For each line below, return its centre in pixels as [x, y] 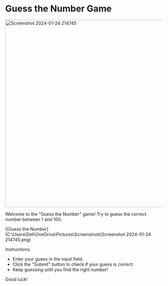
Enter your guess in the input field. [48, 259]
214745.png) [18, 240]
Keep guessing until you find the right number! [60, 270]
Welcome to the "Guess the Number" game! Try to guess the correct [76, 214]
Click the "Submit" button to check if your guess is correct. [73, 264]
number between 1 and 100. [34, 219]
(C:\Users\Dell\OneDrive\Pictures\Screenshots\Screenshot [65, 234]
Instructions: [18, 249]
